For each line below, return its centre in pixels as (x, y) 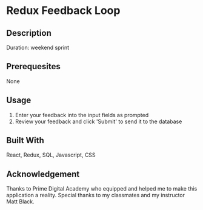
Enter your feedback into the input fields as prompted (82, 115)
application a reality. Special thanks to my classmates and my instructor (96, 195)
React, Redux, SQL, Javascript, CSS (51, 155)
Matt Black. (20, 202)
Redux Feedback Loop (63, 11)
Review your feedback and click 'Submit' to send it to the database (98, 121)
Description (29, 33)
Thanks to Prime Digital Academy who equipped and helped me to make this (102, 189)
